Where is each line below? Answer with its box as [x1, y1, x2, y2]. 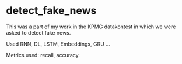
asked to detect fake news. [6, 29, 71, 36]
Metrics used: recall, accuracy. [6, 51, 80, 58]
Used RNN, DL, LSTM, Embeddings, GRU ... [6, 40, 111, 47]
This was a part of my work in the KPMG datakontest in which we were [6, 23, 176, 30]
